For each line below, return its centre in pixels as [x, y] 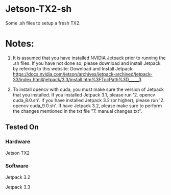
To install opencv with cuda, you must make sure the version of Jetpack [88, 89]
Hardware [18, 142]
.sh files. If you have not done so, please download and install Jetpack [87, 63]
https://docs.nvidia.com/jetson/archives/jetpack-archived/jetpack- [82, 74]
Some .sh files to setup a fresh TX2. [43, 23]
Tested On [22, 127]
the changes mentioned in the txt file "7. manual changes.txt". [77, 111]
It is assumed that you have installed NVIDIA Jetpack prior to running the [89, 58]
